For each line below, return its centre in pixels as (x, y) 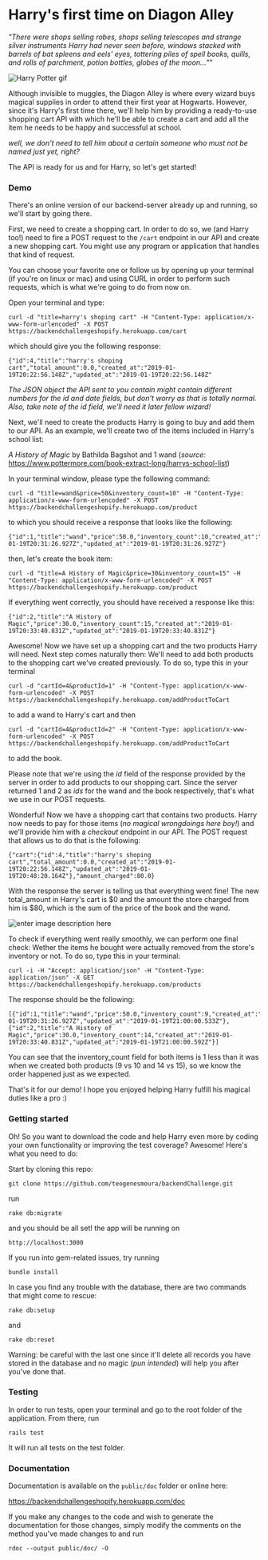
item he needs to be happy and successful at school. (95, 127)
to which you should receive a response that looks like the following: (120, 523)
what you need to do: (43, 1153)
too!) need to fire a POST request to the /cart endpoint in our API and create (134, 238)
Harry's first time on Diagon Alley (121, 15)
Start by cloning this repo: (51, 1169)
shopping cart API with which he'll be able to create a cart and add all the (128, 118)
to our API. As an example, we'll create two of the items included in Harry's (131, 431)
